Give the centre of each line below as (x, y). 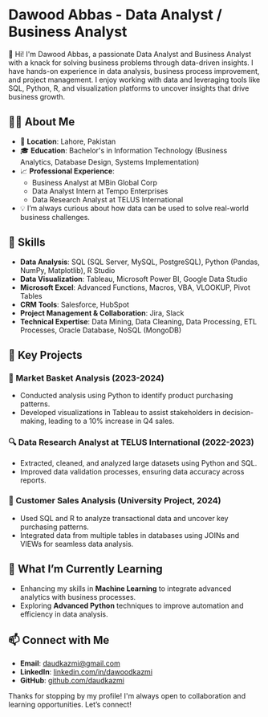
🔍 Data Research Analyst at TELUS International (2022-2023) (131, 442)
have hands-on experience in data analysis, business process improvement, (134, 71)
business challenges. (55, 217)
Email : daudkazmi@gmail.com (70, 663)
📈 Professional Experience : (67, 171)
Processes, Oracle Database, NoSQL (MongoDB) (101, 330)
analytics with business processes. (78, 597)
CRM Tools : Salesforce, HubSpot (75, 304)
